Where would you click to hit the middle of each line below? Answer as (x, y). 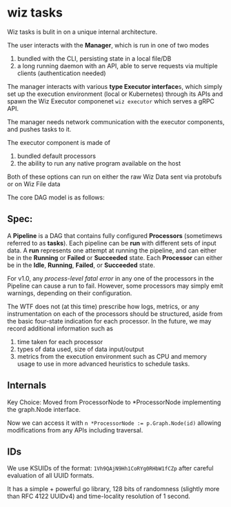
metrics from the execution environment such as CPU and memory (112, 356)
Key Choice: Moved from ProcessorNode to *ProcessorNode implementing (114, 402)
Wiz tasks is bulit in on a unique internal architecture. (82, 32)
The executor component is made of (59, 142)
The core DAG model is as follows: (56, 197)
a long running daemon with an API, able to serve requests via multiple (118, 66)
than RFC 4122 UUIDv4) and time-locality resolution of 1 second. (99, 496)
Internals (27, 385)
